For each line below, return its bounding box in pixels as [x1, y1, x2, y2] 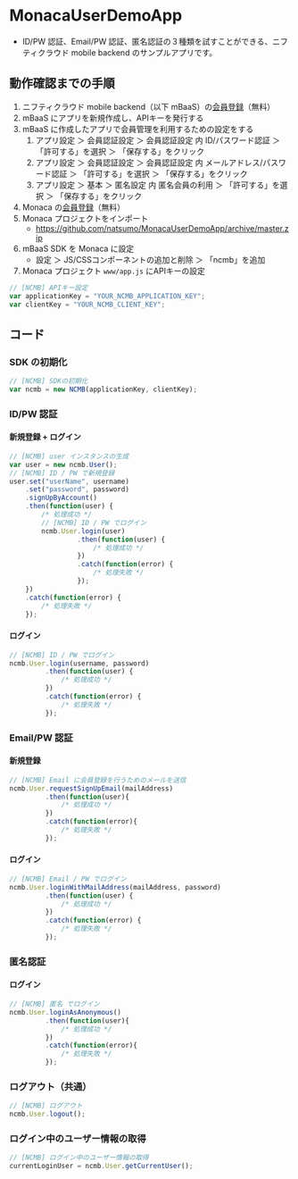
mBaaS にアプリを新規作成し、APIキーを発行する [21, 113, 204, 123]
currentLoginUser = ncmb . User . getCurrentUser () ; [9, 1162, 194, 1171]
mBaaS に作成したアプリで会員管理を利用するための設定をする [21, 123, 254, 134]
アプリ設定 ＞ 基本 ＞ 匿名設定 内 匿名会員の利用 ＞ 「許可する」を [35, 180, 281, 190]
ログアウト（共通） [9, 1081, 92, 1093]
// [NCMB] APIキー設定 [9, 283, 88, 292]
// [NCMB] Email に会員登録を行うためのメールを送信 [9, 775, 186, 784]
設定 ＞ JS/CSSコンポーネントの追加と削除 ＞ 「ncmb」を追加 [35, 254, 266, 264]
